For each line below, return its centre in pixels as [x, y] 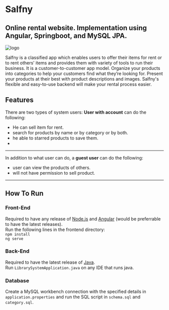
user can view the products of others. [51, 168]
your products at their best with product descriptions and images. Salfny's [82, 79]
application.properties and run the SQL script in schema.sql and [73, 297]
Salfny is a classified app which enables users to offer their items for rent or [84, 57]
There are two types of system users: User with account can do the [76, 112]
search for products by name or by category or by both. [70, 132]
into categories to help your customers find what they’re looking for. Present [84, 73]
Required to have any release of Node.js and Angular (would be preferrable [83, 219]
